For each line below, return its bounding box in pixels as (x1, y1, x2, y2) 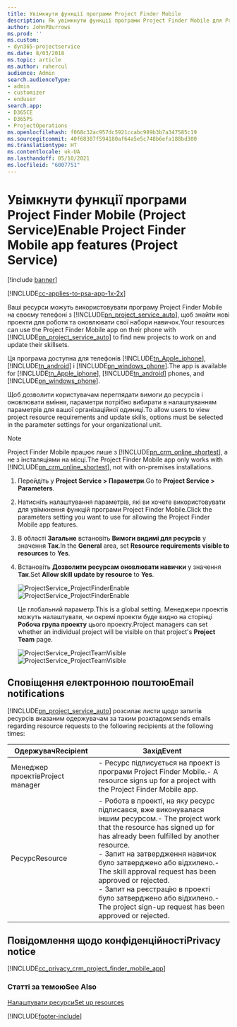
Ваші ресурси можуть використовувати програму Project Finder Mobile (7, 303, 222, 311)
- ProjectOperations (7, 122, 68, 129)
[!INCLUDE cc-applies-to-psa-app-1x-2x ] (7, 289, 126, 298)
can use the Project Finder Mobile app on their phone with (7, 325, 176, 334)
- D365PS (7, 115, 33, 122)
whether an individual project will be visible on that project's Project (17, 627, 216, 636)
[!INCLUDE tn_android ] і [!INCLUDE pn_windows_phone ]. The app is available (7, 361, 227, 370)
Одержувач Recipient (13, 746, 88, 756)
